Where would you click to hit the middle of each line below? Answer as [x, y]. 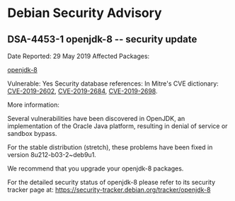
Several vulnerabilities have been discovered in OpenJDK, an [96, 119]
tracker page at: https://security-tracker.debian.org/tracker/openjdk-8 [109, 190]
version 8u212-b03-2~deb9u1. [52, 155]
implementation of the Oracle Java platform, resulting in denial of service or [117, 126]
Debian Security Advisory [85, 13]
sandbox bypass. [32, 133]
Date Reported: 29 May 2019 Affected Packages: [79, 56]
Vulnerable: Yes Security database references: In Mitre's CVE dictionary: [113, 84]
